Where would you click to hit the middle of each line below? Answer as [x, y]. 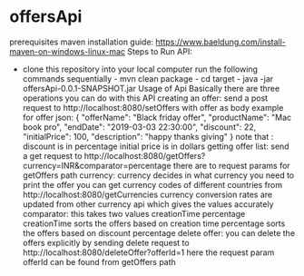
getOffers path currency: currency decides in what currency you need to [158, 175]
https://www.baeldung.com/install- [221, 42]
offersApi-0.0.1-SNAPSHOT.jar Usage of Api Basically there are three [151, 88]
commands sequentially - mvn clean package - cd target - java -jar [148, 78]
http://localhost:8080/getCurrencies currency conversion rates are [147, 194]
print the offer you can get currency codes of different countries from [152, 184]
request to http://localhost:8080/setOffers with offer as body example [153, 107]
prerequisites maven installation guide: [82, 42]
